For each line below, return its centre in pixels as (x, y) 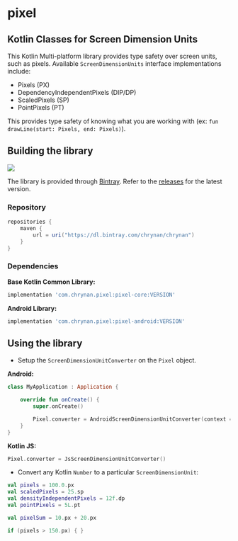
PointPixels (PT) (41, 107)
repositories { (30, 222)
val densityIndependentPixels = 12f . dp (66, 499)
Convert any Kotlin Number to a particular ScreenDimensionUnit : (108, 472)
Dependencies (33, 266)
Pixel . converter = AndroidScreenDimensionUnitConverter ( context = (133, 419)
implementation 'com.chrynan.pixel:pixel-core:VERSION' (91, 295)
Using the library (45, 343)
